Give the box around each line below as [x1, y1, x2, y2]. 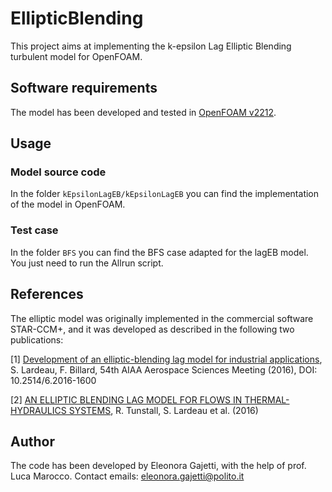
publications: [10, 333, 64, 346]
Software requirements [10, 80, 158, 97]
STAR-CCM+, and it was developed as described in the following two [10, 323, 295, 335]
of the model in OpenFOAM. [10, 198, 126, 211]
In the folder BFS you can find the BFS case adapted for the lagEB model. [10, 246, 309, 258]
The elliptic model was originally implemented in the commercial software [10, 312, 314, 324]
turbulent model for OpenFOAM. [10, 50, 143, 62]
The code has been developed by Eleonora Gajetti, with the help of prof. [10, 460, 307, 472]
